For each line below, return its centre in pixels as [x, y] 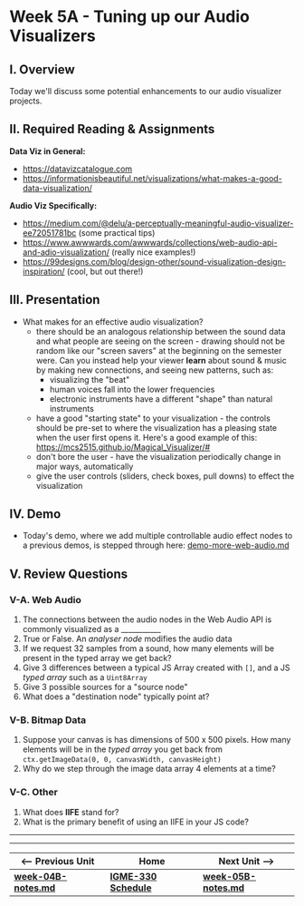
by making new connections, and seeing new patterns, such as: [155, 370]
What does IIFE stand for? [71, 812]
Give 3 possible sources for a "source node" [105, 687]
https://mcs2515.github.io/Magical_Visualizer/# [123, 447]
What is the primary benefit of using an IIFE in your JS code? [135, 822]
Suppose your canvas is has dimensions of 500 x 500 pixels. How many [157, 740]
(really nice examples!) [154, 252]
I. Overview [42, 69]
